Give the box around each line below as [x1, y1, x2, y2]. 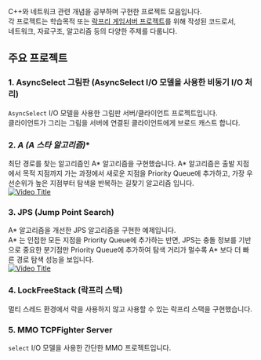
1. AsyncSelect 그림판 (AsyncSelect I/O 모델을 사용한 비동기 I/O [8, 77, 244, 88]
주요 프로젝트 [8, 52, 68, 65]
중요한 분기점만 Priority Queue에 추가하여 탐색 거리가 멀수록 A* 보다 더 [22, 245, 241, 255]
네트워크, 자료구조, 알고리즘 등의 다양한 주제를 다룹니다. [8, 27, 178, 35]
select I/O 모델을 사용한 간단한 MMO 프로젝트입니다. [8, 343, 172, 352]
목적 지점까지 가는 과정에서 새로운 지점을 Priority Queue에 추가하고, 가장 [22, 168, 245, 178]
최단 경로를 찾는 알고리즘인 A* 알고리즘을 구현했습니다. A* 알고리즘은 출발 [8, 158, 235, 168]
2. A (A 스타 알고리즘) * [8, 140, 90, 151]
